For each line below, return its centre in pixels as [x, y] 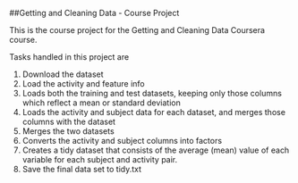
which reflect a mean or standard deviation [101, 103]
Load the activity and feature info [83, 83]
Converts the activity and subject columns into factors [122, 141]
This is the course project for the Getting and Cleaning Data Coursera [137, 30]
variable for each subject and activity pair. [100, 159]
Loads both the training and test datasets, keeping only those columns [152, 93]
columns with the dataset [69, 121]
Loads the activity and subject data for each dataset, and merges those [154, 112]
